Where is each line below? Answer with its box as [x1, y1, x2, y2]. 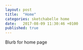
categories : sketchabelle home [5, 16, 70, 21]
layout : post [5, 7, 32, 12]
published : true [5, 26, 39, 31]
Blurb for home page [5, 39, 47, 45]
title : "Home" [5, 12, 37, 17]
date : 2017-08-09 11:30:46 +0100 [5, 21, 79, 26]
